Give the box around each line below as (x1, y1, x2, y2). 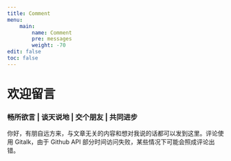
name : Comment (32, 29, 72, 36)
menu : (7, 16, 23, 23)
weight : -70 (32, 42, 67, 49)
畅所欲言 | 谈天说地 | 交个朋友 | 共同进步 (7, 112, 138, 122)
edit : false (7, 49, 41, 55)
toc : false (7, 55, 38, 62)
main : (19, 23, 36, 29)
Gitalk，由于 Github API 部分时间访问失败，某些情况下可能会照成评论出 (14, 138, 215, 146)
